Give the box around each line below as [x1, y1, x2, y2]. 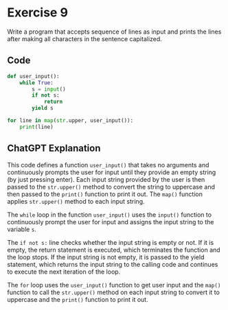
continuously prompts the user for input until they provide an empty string [7, 168, 216, 176]
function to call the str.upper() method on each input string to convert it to [7, 288, 220, 296]
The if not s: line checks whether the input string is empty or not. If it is [7, 238, 214, 246]
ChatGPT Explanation [7, 143, 101, 154]
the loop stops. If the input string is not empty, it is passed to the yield [7, 252, 205, 261]
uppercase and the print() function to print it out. [7, 295, 149, 303]
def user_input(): [7, 73, 60, 80]
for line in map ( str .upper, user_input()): [7, 117, 134, 124]
